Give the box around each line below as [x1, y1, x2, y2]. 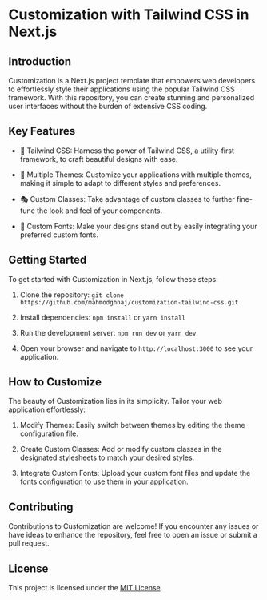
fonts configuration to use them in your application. [19, 477, 189, 486]
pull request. [8, 538, 50, 548]
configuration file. [19, 429, 78, 438]
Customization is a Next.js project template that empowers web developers [8, 76, 256, 85]
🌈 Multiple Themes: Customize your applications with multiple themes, [19, 170, 252, 179]
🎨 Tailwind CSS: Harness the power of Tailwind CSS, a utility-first [19, 146, 234, 155]
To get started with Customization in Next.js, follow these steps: [8, 274, 218, 284]
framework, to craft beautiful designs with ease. [19, 154, 178, 163]
